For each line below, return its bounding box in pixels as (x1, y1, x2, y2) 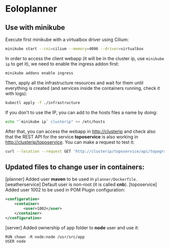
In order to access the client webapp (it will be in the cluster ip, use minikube (5, 55, 164, 61)
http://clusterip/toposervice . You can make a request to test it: (5, 139, 135, 145)
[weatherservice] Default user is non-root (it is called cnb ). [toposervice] (5, 181, 157, 187)
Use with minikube (5, 23, 65, 32)
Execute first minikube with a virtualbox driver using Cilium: (5, 36, 129, 42)
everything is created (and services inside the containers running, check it (5, 85, 160, 91)
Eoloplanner (5, 3, 57, 15)
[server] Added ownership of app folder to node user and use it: (5, 224, 139, 230)
